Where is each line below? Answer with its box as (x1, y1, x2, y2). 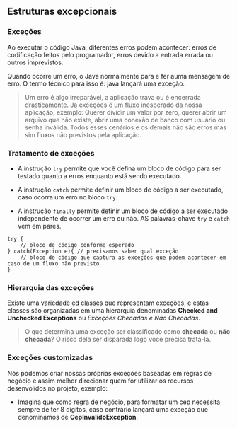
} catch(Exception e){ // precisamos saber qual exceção (7, 248, 179, 255)
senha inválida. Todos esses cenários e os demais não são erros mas (24, 123, 227, 132)
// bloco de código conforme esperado (20, 241, 134, 248)
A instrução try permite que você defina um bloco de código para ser (17, 164, 221, 173)
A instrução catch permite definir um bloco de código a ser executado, (17, 185, 224, 194)
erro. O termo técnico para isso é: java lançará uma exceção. (7, 79, 185, 88)
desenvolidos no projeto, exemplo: (7, 383, 108, 392)
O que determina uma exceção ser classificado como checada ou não (24, 328, 231, 336)
